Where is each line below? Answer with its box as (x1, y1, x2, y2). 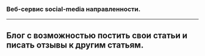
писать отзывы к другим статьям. (6, 40, 144, 50)
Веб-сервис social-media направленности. (6, 5, 141, 13)
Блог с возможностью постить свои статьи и (6, 30, 188, 41)
